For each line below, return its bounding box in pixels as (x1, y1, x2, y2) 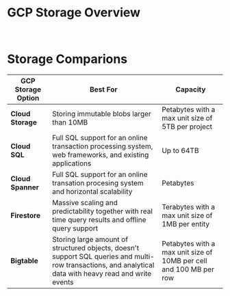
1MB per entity (162, 219, 210, 228)
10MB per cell (162, 256, 207, 265)
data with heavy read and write (52, 269, 152, 278)
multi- (134, 252, 155, 261)
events (52, 277, 74, 286)
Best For (90, 84, 118, 94)
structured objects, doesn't (52, 243, 139, 252)
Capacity (175, 84, 206, 94)
